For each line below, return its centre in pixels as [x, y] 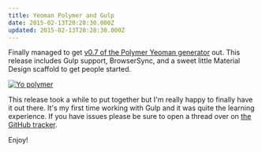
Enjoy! [19, 140]
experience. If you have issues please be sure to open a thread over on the [130, 117]
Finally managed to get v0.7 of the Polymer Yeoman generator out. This [124, 53]
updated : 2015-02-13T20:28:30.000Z [67, 30]
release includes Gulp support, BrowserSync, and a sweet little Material [124, 61]
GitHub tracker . [33, 125]
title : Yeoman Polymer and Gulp [61, 15]
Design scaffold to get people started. [70, 69]
